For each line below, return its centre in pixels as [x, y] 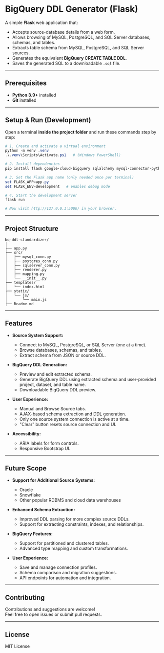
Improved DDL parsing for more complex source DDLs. [75, 519]
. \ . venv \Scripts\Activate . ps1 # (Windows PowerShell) [63, 155]
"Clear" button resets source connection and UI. [68, 424]
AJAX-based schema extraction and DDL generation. [73, 414]
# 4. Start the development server [41, 195]
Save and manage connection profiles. [58, 567]
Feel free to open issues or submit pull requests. [53, 614]
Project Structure [32, 228]
